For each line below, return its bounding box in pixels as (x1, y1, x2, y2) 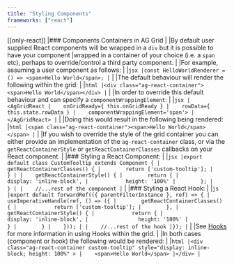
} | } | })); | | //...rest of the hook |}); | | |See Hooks (7, 221, 227, 230)
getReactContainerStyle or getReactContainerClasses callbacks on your (7, 145, 213, 153)
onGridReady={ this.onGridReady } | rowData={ (63, 103, 210, 110)
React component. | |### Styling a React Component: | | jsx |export (7, 152, 203, 161)
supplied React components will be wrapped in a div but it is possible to (7, 43, 214, 52)
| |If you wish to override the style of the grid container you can (37, 130, 219, 138)
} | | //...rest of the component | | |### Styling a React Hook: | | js (7, 184, 219, 192)
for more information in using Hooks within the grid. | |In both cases (7, 229, 201, 237)
